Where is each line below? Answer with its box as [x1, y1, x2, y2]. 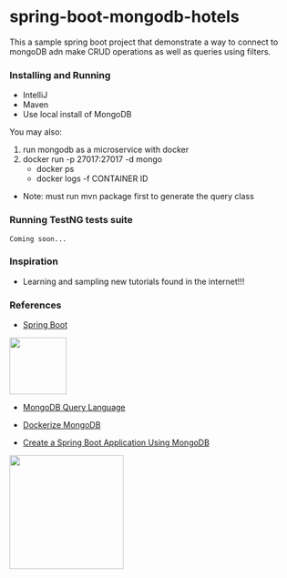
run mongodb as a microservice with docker [22, 144, 190, 156]
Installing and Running [9, 68, 111, 81]
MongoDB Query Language [22, 402, 126, 413]
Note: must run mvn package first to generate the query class [22, 191, 255, 202]
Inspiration [9, 255, 59, 268]
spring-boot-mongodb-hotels [9, 6, 240, 27]
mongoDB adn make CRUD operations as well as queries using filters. [9, 46, 272, 56]
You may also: [9, 127, 62, 137]
